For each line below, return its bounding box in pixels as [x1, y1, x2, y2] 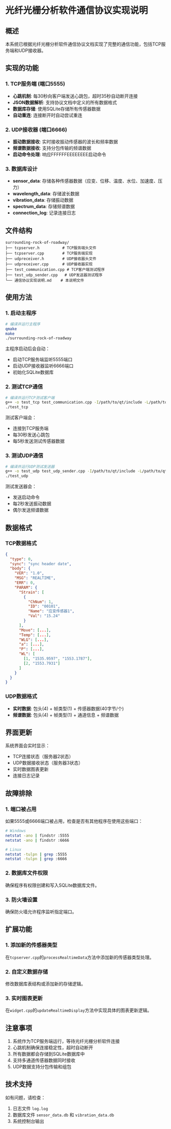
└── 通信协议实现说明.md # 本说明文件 [5, 278, 84, 283]
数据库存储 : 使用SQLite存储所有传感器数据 [12, 106, 101, 112]
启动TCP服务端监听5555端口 [12, 357, 73, 363]
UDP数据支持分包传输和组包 [12, 1064, 72, 1070]
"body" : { [10, 566, 31, 571]
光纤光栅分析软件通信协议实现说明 [5, 5, 149, 16]
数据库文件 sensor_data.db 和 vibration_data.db [12, 1112, 115, 1118]
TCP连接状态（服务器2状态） [12, 754, 74, 760]
